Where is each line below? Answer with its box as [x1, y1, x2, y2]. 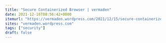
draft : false [5, 30, 32, 35]
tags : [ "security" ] [5, 26, 45, 31]
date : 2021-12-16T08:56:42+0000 [5, 12, 72, 17]
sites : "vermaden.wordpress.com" [5, 21, 74, 26]
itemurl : [5, 16, 23, 21]
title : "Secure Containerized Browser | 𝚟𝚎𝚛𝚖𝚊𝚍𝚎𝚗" [5, 7, 112, 12]
